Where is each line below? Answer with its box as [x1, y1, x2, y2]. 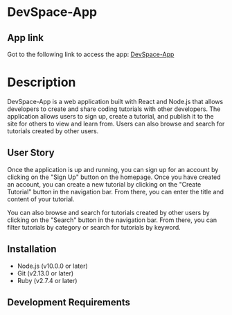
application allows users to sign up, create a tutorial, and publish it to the [7, 112, 214, 120]
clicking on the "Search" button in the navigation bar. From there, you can [7, 216, 217, 224]
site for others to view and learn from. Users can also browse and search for [7, 119, 225, 128]
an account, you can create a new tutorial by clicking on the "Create [7, 180, 202, 188]
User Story [7, 147, 55, 159]
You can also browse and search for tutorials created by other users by [7, 208, 210, 216]
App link [7, 32, 44, 44]
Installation [7, 244, 57, 255]
